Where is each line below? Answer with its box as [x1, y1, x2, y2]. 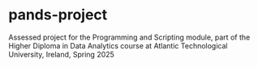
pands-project [8, 6, 108, 24]
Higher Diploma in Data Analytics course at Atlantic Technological [8, 40, 228, 50]
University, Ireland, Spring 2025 [8, 49, 115, 59]
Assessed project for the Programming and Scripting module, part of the [8, 32, 251, 42]
